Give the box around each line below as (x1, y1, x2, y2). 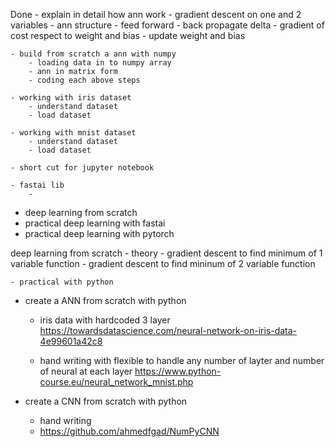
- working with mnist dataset (10, 128, 137, 138)
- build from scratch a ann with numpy (10, 49, 177, 59)
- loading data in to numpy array (28, 58, 172, 68)
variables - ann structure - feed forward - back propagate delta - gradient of (10, 19, 325, 31)
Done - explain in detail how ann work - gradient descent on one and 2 (10, 9, 302, 20)
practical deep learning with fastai (24, 217, 166, 229)
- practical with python (10, 277, 114, 287)
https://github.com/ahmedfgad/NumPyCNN (39, 425, 220, 437)
